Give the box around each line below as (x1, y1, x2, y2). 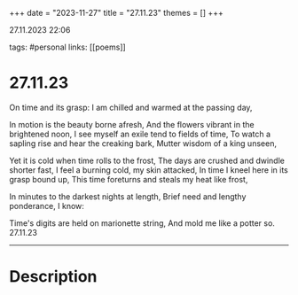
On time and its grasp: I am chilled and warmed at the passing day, (9, 102, 253, 113)
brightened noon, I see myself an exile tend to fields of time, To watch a (9, 128, 271, 139)
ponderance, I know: (9, 200, 84, 211)
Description (9, 267, 98, 287)
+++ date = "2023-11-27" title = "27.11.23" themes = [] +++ (9, 8, 223, 18)
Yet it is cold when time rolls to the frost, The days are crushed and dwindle (9, 155, 286, 166)
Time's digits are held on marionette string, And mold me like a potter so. (9, 217, 275, 229)
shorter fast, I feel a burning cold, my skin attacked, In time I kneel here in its (9, 164, 288, 175)
